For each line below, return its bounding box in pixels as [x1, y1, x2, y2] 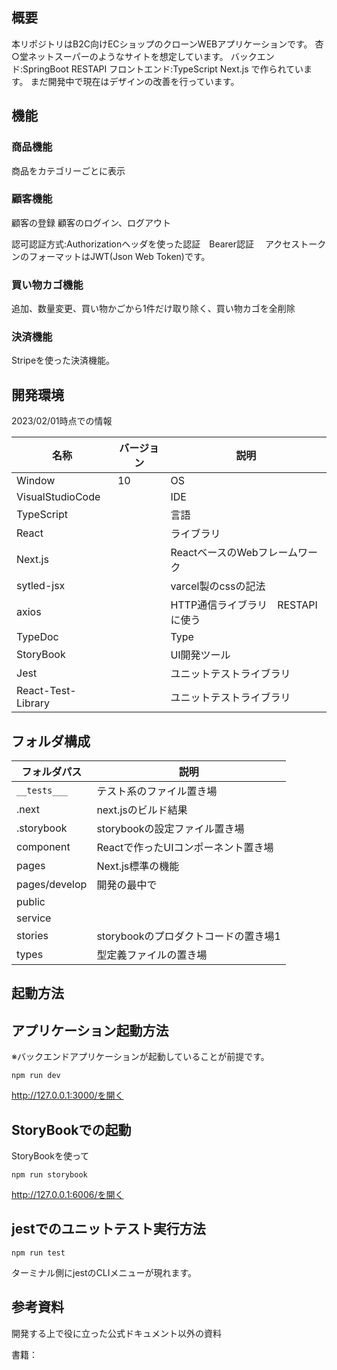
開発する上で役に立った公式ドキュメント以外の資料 [11, 1327, 222, 1339]
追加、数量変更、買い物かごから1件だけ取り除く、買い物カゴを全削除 [11, 303, 296, 315]
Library [16, 696, 50, 710]
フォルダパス [21, 765, 83, 779]
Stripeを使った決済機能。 [11, 354, 116, 367]
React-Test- [16, 684, 77, 698]
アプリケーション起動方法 [11, 1022, 169, 1039]
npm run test [11, 1248, 66, 1258]
